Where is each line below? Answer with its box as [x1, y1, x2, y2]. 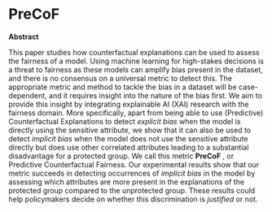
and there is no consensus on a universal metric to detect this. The [8, 73, 233, 83]
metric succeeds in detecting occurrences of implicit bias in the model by [8, 168, 256, 178]
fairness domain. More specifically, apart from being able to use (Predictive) [8, 107, 264, 118]
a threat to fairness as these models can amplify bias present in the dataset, [8, 64, 263, 74]
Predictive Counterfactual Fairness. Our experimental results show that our [8, 159, 260, 169]
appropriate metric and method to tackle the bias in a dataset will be [8, 82, 238, 92]
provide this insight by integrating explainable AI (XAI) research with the [8, 99, 249, 109]
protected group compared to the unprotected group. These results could [8, 185, 256, 195]
